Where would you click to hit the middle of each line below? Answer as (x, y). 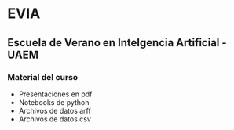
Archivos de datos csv (55, 119)
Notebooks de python (54, 102)
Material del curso (43, 77)
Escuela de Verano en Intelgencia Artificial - (117, 43)
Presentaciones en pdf (55, 94)
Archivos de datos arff (55, 110)
